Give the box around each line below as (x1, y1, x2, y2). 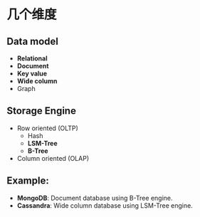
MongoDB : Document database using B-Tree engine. (16, 194, 173, 202)
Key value (16, 69, 48, 78)
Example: (6, 175, 49, 187)
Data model (6, 35, 58, 47)
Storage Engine (6, 105, 76, 117)
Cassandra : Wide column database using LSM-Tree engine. (16, 201, 193, 210)
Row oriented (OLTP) (16, 124, 79, 132)
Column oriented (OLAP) (16, 154, 90, 162)
